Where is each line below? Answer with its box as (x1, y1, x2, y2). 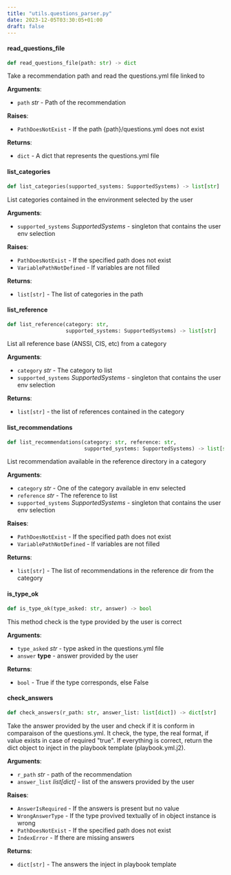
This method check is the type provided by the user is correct (7, 617, 182, 626)
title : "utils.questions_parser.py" (7, 10, 112, 17)
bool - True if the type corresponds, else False (16, 678, 149, 687)
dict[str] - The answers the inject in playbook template (16, 860, 177, 868)
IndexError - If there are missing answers (16, 833, 135, 841)
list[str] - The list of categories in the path (16, 290, 144, 298)
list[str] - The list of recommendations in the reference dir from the (16, 567, 214, 575)
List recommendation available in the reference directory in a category (7, 457, 206, 466)
